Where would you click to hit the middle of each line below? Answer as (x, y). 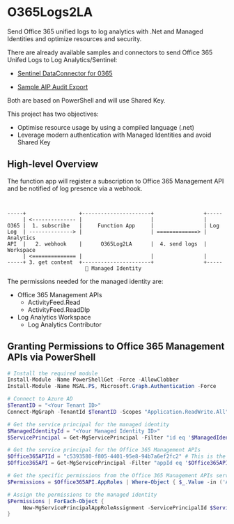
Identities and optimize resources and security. (75, 38)
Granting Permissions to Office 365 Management (116, 346)
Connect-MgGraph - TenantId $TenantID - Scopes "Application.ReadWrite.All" (118, 412)
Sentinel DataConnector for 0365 (65, 73)
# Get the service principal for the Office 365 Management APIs (104, 450)
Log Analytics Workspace (54, 317)
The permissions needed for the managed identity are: (85, 281)
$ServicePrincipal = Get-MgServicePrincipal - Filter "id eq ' (99, 437)
